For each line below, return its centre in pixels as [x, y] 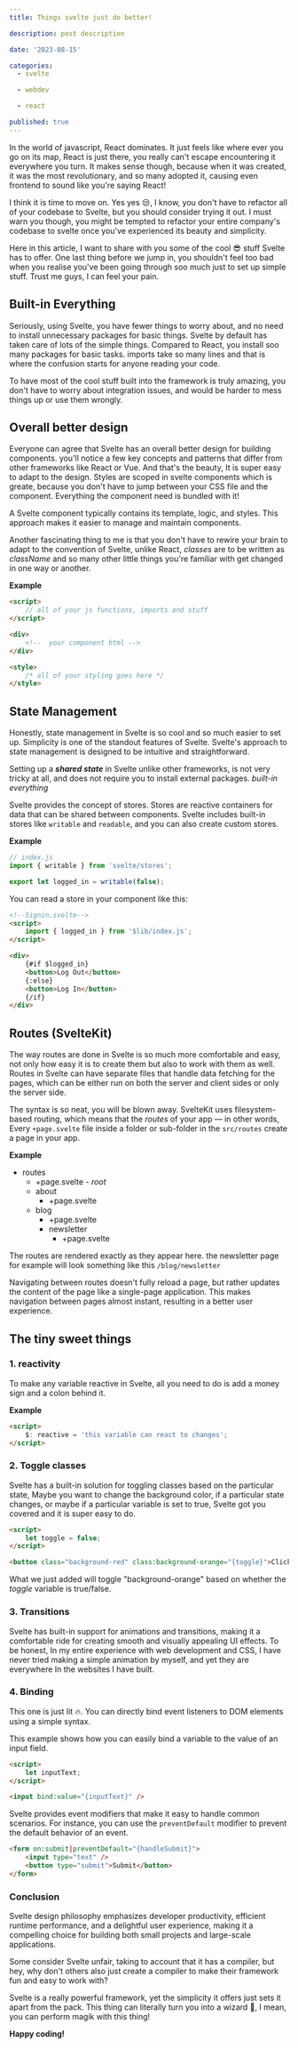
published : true [39, 122]
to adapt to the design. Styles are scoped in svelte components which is [141, 478]
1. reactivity [35, 1364]
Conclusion [35, 1897]
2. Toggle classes [48, 1466]
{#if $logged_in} [57, 964]
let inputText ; [53, 1772]
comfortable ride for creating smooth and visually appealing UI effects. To [144, 1641]
